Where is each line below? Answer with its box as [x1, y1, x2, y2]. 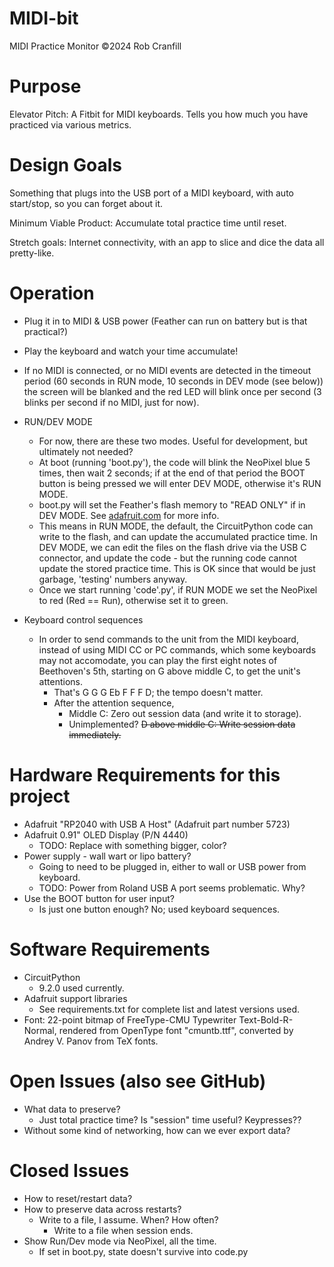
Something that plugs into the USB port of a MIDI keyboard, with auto [9, 187, 294, 199]
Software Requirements [9, 938, 211, 961]
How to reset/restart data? [23, 1192, 133, 1204]
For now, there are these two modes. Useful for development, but [38, 435, 308, 447]
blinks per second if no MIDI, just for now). [23, 396, 200, 408]
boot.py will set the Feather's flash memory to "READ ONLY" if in [38, 498, 306, 511]
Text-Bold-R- [238, 1013, 294, 1026]
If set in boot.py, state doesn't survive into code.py [38, 1245, 249, 1257]
